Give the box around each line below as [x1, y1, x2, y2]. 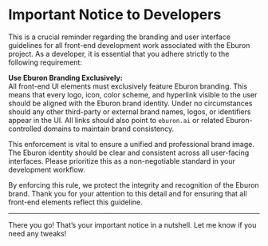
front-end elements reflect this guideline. [8, 197, 144, 207]
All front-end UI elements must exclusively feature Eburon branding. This [8, 81, 248, 91]
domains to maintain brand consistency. [43, 124, 175, 133]
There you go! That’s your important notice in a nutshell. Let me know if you [8, 220, 257, 229]
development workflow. [8, 165, 85, 174]
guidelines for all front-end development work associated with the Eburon [8, 40, 250, 50]
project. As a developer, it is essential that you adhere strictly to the [8, 49, 230, 58]
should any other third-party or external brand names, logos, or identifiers [8, 106, 251, 117]
